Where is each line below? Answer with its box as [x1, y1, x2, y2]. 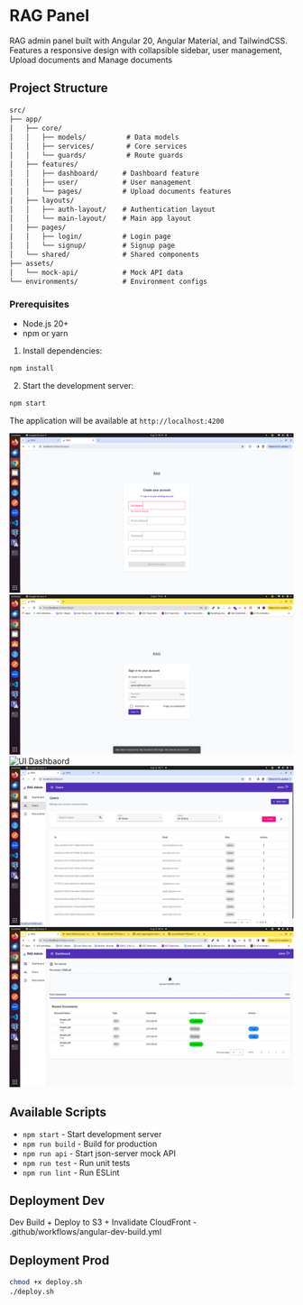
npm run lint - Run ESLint [22, 1167, 120, 1178]
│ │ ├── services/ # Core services [9, 142, 188, 151]
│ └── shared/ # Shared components [9, 250, 200, 259]
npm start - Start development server [22, 1128, 162, 1139]
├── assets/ [9, 259, 54, 268]
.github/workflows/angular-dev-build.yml [9, 1227, 162, 1237]
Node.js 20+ [22, 318, 69, 329]
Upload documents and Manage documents [9, 54, 173, 65]
